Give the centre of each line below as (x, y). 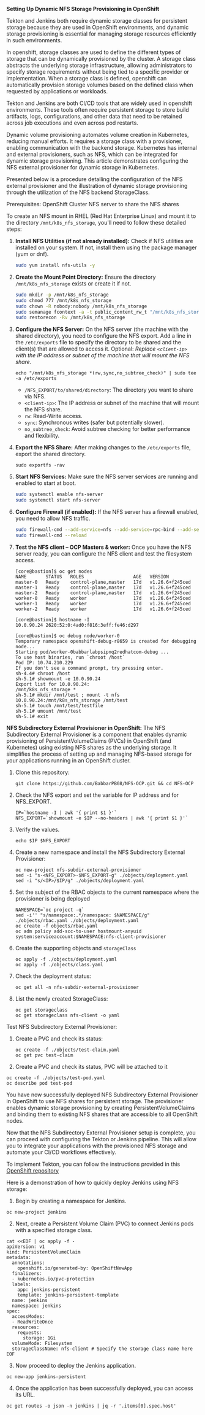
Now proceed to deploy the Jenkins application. (76, 1365)
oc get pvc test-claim (44, 1055)
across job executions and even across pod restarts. (73, 123)
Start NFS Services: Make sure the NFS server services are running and (106, 477)
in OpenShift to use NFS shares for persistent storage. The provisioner (95, 1101)
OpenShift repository (33, 1170)
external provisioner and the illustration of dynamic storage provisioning (97, 186)
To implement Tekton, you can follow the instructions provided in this (93, 1164)
